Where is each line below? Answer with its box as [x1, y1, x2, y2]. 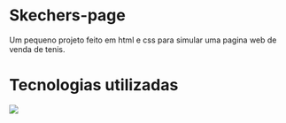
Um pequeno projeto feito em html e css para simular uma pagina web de [9, 35, 277, 45]
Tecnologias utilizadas [9, 75, 179, 96]
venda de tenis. [9, 43, 66, 54]
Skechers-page [9, 5, 126, 26]
